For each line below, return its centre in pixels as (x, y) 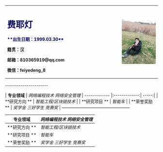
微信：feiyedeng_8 (26, 70)
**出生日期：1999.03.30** (35, 39)
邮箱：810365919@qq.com (36, 60)
